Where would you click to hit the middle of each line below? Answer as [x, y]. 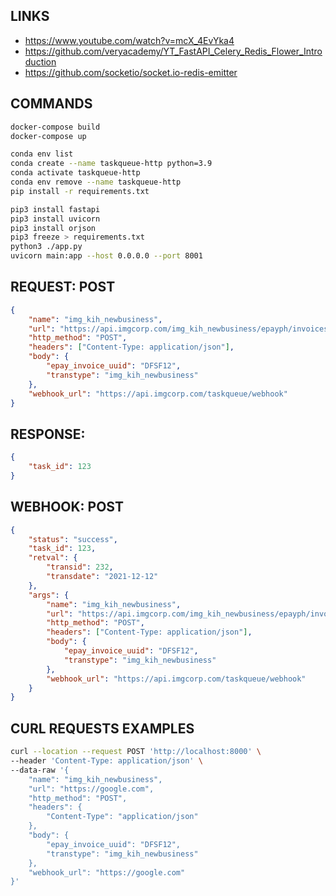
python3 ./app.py [46, 247]
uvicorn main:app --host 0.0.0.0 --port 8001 [106, 256]
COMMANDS [51, 104]
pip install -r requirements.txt [80, 191]
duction [40, 61]
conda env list [42, 154]
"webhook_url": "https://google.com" [107, 872]
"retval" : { [53, 558]
